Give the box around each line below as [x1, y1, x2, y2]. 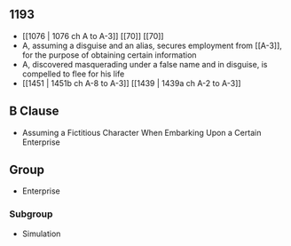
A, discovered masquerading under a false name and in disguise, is [21, 59, 268, 69]
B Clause [9, 104, 59, 119]
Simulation [21, 228, 61, 239]
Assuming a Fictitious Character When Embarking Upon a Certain [21, 127, 262, 138]
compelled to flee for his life [21, 68, 125, 79]
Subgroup [9, 208, 53, 220]
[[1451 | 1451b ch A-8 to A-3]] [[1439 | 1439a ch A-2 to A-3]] [21, 77, 241, 88]
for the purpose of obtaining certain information [21, 49, 197, 60]
